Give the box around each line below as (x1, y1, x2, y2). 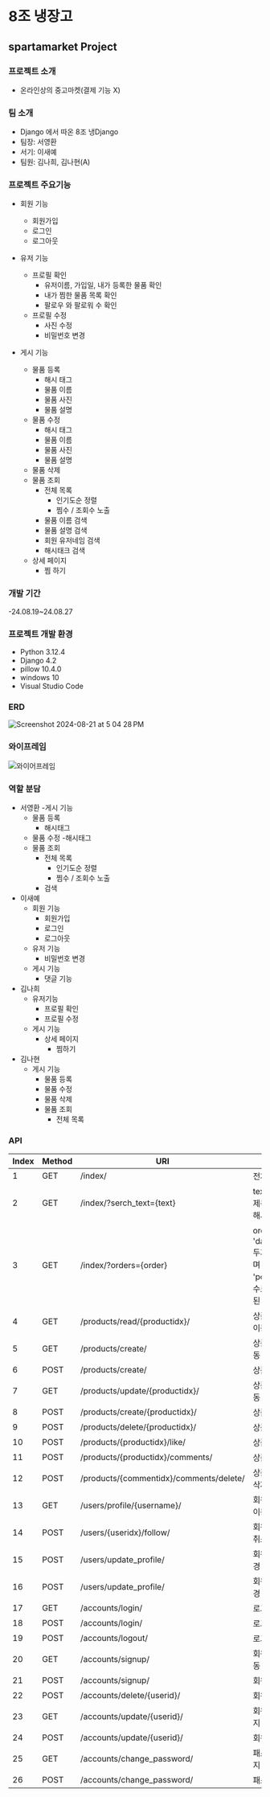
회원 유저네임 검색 (43, 535, 100, 545)
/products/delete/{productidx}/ (80, 1422, 197, 1433)
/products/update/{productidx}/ (80, 1385, 199, 1397)
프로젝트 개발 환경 (8, 628, 74, 639)
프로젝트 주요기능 (8, 179, 72, 191)
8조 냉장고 (8, 7, 73, 26)
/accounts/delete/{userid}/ (80, 1690, 181, 1701)
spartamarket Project (8, 39, 118, 53)
